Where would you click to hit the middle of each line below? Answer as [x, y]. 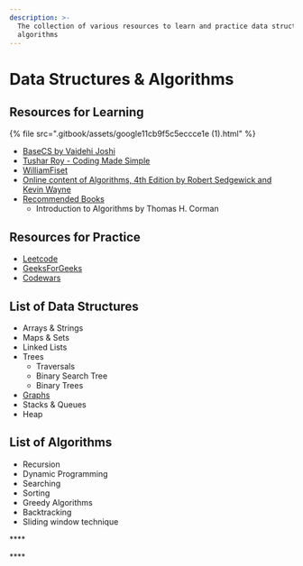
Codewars [41, 278]
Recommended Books [64, 199]
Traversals [55, 366]
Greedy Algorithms [57, 502]
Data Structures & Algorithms [122, 79]
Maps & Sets [46, 338]
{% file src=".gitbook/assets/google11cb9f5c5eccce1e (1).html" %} [133, 134]
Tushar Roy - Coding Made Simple [86, 161]
